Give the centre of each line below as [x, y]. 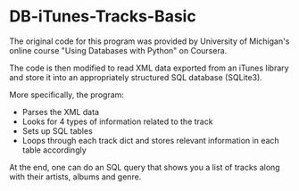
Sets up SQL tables [58, 130]
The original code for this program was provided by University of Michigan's [149, 41]
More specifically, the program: [67, 95]
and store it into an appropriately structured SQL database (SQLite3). [136, 77]
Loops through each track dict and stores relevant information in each [150, 140]
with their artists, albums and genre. [75, 177]
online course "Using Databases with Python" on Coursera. [118, 50]
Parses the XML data [61, 112]
